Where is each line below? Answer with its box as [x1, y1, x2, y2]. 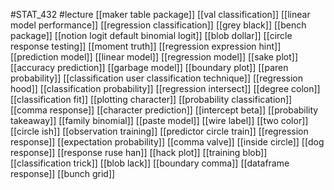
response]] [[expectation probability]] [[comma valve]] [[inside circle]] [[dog [10, 136, 325, 148]
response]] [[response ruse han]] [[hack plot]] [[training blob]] [10, 147, 268, 158]
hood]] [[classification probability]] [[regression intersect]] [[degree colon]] [10, 83, 321, 94]
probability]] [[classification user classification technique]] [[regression [10, 72, 303, 84]
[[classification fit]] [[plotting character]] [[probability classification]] [10, 94, 293, 105]
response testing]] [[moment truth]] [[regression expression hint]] [10, 40, 282, 52]
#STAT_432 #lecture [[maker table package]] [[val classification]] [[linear [10, 9, 311, 20]
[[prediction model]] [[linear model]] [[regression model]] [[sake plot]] [10, 51, 299, 63]
